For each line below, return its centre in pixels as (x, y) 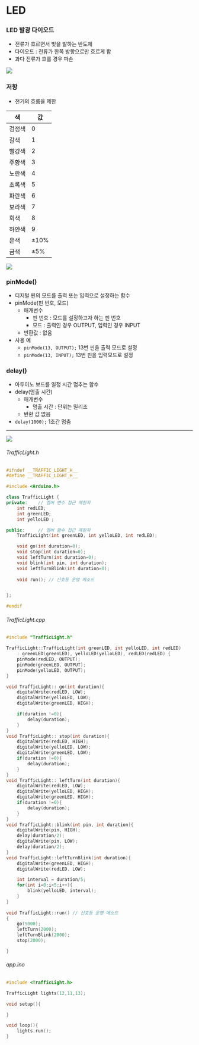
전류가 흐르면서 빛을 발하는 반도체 (54, 44)
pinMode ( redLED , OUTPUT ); (49, 659)
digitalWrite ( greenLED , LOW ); (54, 753)
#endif (14, 606)
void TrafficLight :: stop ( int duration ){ (58, 736)
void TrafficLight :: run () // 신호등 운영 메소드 (62, 913)
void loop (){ (22, 1025)
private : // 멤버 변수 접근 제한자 (48, 503)
